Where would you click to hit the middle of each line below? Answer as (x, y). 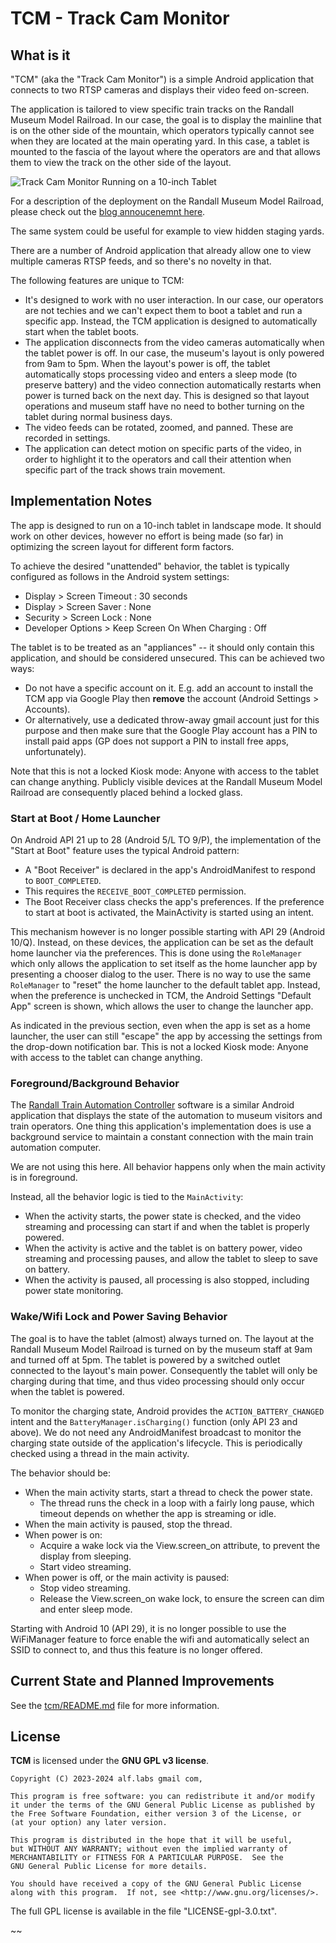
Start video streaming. (85, 1566)
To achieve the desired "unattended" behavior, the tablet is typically (150, 566)
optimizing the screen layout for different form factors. (122, 546)
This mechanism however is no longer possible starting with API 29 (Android (168, 932)
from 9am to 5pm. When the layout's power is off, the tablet (147, 363)
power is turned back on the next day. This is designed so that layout (167, 395)
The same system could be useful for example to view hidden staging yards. (167, 231)
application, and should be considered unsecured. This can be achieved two (167, 658)
